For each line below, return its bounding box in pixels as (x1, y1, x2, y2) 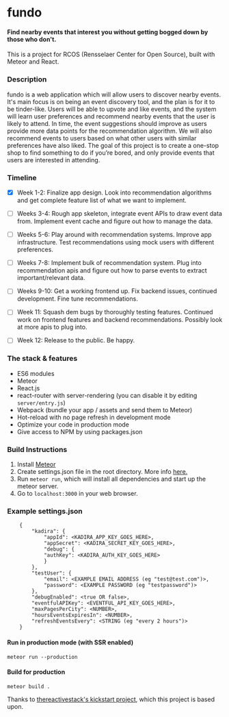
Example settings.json (7, 506, 83, 516)
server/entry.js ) (16, 399, 66, 407)
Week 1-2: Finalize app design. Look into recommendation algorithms (16, 188, 212, 197)
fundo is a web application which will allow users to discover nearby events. (7, 90, 221, 99)
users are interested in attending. (7, 155, 100, 164)
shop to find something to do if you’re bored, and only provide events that (7, 149, 215, 157)
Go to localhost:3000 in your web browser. (16, 490, 138, 498)
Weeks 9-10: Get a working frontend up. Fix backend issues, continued (16, 287, 217, 295)
